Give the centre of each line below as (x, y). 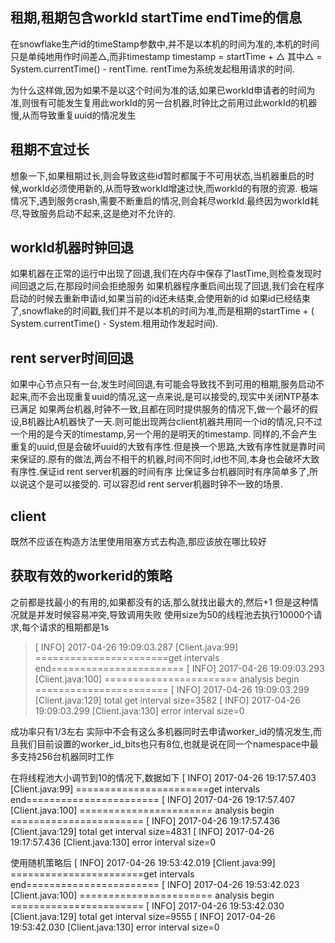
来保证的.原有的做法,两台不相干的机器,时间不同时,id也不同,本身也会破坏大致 (165, 459)
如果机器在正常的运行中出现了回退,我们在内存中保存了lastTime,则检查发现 (161, 274)
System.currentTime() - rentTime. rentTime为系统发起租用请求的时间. (152, 69)
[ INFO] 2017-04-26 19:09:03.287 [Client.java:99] (136, 647)
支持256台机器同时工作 (66, 756)
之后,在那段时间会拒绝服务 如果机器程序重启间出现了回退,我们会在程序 (180, 286)
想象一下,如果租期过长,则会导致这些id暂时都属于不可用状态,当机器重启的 (158, 175)
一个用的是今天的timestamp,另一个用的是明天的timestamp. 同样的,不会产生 (164, 434)
